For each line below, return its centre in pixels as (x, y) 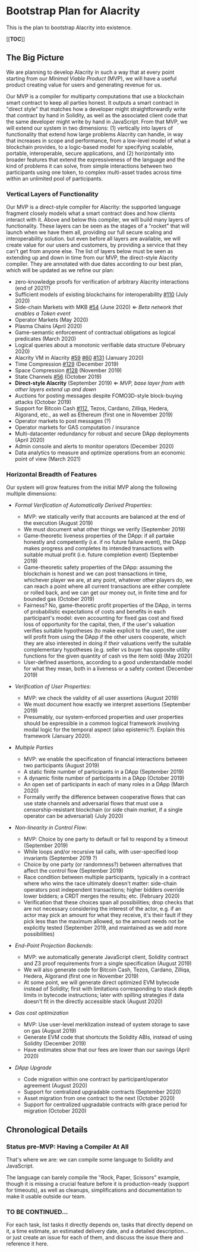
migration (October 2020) (55, 1111)
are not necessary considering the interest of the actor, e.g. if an (102, 909)
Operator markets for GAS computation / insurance (77, 428)
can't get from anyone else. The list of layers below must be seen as (90, 251)
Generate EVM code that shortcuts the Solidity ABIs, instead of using (108, 1037)
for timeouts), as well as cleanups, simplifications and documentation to (94, 1190)
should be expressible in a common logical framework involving (102, 723)
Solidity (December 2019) (55, 1044)
